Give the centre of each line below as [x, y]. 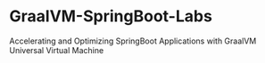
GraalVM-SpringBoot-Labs [111, 16]
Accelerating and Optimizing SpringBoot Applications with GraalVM [133, 41]
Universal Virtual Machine [57, 50]
